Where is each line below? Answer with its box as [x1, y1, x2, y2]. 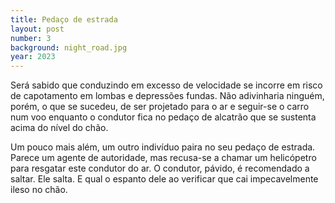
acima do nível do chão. [10, 122, 109, 134]
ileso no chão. [10, 184, 68, 196]
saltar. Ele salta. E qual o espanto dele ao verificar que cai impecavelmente [10, 173, 319, 185]
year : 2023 [10, 52, 56, 62]
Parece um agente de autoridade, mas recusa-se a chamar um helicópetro [10, 152, 317, 164]
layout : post [10, 24, 65, 34]
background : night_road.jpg [10, 42, 128, 53]
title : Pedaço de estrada [10, 14, 118, 25]
